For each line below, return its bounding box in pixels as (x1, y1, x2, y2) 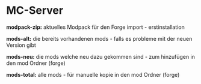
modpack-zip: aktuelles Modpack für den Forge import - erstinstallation (6, 23, 185, 31)
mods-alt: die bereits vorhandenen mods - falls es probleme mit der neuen (6, 35, 193, 42)
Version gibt (6, 41, 36, 49)
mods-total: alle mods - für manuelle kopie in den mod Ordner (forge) (6, 71, 180, 78)
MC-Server (6, 4, 64, 17)
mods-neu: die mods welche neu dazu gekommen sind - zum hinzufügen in (6, 53, 196, 60)
